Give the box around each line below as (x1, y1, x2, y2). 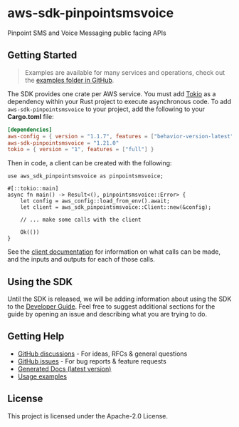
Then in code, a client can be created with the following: (7, 159, 172, 168)
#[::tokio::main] (7, 185, 59, 192)
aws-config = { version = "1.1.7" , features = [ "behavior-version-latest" (7, 133, 234, 140)
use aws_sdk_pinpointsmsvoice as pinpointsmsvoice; (7, 173, 164, 180)
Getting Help (7, 330, 65, 343)
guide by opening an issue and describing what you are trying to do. (7, 310, 208, 319)
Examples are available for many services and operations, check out (24, 68, 225, 76)
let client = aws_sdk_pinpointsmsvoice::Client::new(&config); (20, 204, 212, 211)
